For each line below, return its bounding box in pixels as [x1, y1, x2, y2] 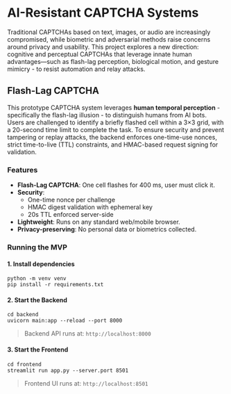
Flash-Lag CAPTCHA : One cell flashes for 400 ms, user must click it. [17, 181, 215, 189]
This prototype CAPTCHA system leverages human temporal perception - [7, 103, 221, 112]
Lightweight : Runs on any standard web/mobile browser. [17, 217, 180, 227]
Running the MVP [7, 242, 68, 252]
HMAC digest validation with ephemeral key [27, 203, 153, 211]
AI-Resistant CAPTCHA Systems [7, 5, 199, 21]
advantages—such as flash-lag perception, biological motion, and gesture [7, 57, 219, 65]
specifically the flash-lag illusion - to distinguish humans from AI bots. [7, 110, 207, 119]
